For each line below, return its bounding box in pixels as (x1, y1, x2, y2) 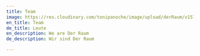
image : (6, 14, 23, 20)
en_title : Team (6, 19, 44, 25)
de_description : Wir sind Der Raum (6, 36, 95, 42)
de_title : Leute (6, 25, 46, 31)
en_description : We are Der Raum (6, 31, 89, 37)
